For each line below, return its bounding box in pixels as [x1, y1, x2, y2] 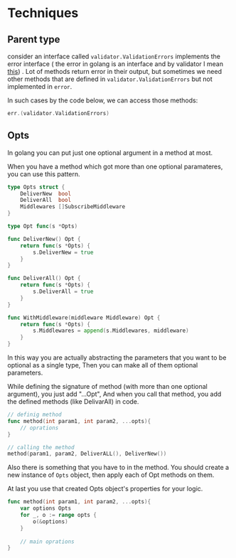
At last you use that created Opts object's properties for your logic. [7, 485, 203, 493]
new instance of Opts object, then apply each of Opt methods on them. [7, 471, 215, 479]
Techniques [7, 5, 79, 21]
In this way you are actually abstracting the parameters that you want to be [7, 353, 227, 362]
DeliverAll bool [20, 197, 72, 204]
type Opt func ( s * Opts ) [7, 222, 78, 230]
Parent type [7, 33, 60, 45]
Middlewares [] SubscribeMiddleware [20, 203, 126, 210]
